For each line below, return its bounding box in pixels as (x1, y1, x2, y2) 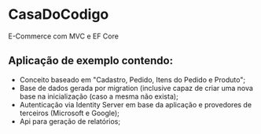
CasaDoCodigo (8, 5, 109, 24)
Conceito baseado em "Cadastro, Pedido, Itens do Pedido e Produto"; (19, 74, 246, 84)
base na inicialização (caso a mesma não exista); (19, 92, 178, 101)
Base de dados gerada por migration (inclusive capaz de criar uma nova (19, 83, 254, 92)
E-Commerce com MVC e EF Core (8, 31, 119, 41)
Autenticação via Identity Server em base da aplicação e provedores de (19, 100, 252, 109)
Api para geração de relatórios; (19, 116, 120, 126)
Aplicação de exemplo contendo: (8, 54, 174, 67)
